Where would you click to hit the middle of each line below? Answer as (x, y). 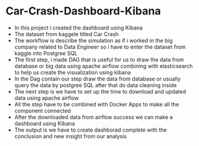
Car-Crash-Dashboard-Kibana (83, 11)
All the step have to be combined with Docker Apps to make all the (97, 104)
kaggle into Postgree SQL (46, 53)
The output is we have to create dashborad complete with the (90, 130)
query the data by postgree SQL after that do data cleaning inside (95, 85)
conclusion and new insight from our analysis (70, 136)
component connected (42, 111)
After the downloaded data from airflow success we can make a (93, 117)
